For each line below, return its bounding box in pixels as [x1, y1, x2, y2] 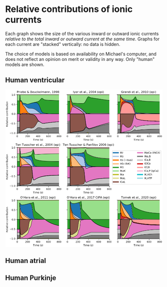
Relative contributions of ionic [5, 3, 133, 15]
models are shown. [5, 61, 44, 67]
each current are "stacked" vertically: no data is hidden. [5, 41, 120, 47]
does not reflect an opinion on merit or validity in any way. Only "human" [5, 56, 155, 62]
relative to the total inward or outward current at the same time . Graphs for [5, 36, 160, 42]
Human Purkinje [5, 274, 56, 282]
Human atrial [5, 257, 46, 265]
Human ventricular [5, 76, 65, 84]
